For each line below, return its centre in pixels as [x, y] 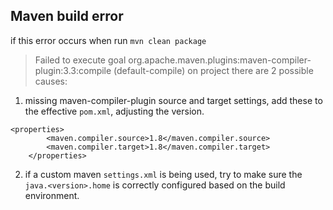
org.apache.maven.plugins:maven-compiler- [220, 60]
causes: [51, 81]
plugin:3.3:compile [73, 70]
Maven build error [67, 16]
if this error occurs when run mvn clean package [108, 40]
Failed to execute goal [80, 60]
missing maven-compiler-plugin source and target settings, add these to [173, 100]
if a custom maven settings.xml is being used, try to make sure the [163, 174]
